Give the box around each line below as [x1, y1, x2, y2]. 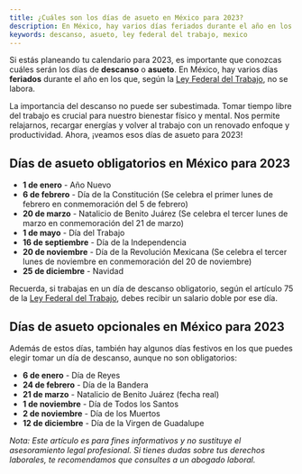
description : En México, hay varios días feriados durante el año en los [9, 22, 293, 31]
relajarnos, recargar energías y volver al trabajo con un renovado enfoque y [9, 120, 290, 131]
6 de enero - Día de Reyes [22, 370, 121, 380]
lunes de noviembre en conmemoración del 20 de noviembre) [22, 256, 252, 267]
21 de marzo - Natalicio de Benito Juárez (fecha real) [22, 389, 220, 399]
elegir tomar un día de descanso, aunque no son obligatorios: [9, 352, 237, 363]
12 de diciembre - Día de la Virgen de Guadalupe [22, 418, 205, 428]
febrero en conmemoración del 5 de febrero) [22, 199, 189, 210]
